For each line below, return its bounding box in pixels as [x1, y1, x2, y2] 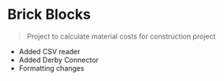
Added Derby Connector [18, 55, 99, 64]
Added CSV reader [18, 46, 80, 56]
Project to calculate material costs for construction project [26, 31, 216, 41]
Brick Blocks [7, 6, 91, 24]
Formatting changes [18, 63, 84, 72]
